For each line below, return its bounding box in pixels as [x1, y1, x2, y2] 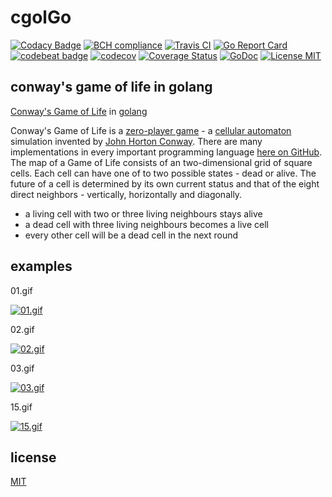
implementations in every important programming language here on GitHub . [10, 146, 323, 158]
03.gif [10, 362, 35, 374]
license [10, 449, 57, 466]
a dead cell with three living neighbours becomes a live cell [24, 218, 269, 230]
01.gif [10, 284, 33, 296]
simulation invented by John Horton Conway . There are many [10, 135, 263, 147]
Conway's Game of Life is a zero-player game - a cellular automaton [10, 124, 292, 136]
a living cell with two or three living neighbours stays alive [24, 207, 263, 220]
